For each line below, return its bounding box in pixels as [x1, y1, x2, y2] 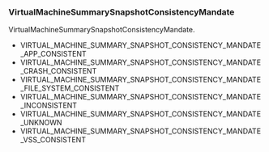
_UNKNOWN [19, 118, 62, 128]
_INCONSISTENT [19, 100, 78, 111]
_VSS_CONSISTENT [19, 135, 87, 145]
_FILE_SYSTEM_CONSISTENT [19, 83, 120, 93]
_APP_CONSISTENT [19, 49, 87, 59]
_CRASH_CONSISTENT [19, 66, 97, 76]
